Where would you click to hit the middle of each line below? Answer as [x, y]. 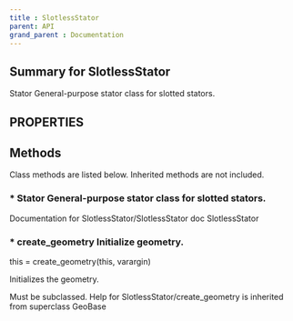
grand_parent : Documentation [67, 35]
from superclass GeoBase [58, 306]
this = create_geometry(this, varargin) [81, 261]
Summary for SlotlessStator [90, 71]
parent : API [32, 26]
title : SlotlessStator [55, 18]
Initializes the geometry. [54, 279]
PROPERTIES [47, 122]
